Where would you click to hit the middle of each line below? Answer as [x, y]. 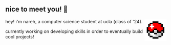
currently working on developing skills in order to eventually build [74, 31]
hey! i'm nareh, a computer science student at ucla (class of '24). [74, 21]
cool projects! [20, 36]
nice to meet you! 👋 [37, 9]
